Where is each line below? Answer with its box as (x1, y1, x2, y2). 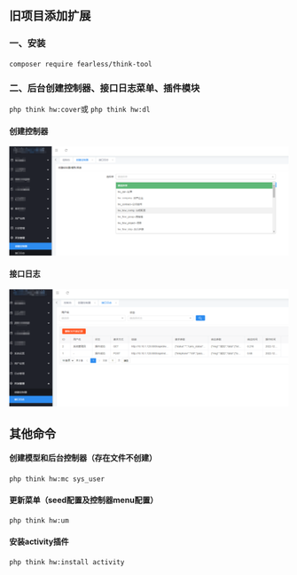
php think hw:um (9, 516, 69, 525)
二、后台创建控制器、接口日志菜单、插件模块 (9, 82, 200, 94)
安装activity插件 (9, 536, 69, 547)
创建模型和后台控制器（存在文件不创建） (9, 453, 157, 463)
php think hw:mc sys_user (9, 475, 105, 484)
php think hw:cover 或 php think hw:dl (9, 103, 151, 114)
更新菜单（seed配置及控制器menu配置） (9, 494, 158, 505)
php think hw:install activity (9, 558, 125, 567)
